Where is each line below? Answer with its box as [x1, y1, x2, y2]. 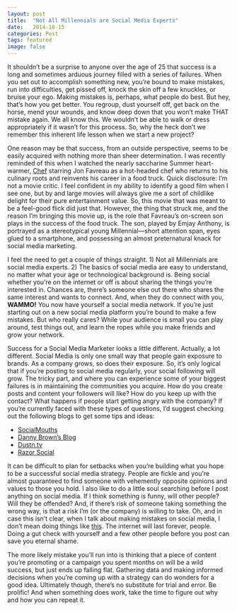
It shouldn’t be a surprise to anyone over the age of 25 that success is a [7, 63, 216, 71]
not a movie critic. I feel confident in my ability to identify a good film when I [7, 182, 229, 190]
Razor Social [17, 448, 54, 456]
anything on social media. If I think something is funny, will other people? [7, 492, 219, 500]
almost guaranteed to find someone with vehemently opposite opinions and [7, 477, 228, 485]
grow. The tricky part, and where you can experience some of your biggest [7, 374, 226, 383]
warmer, [7, 167, 32, 175]
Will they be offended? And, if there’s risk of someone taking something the [7, 499, 227, 508]
